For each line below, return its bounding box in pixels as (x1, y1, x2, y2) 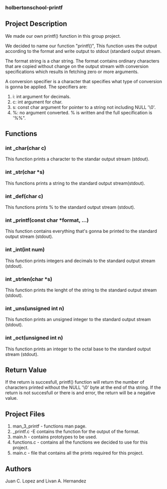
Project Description (5, 20, 67, 28)
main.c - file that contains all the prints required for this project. (12, 450, 144, 456)
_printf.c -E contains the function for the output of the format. (12, 429, 140, 435)
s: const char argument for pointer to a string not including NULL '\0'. (12, 104, 156, 110)
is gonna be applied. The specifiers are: (5, 84, 88, 90)
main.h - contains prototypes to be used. (12, 434, 97, 440)
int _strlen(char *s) (5, 275, 53, 282)
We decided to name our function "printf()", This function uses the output (5, 42, 157, 49)
